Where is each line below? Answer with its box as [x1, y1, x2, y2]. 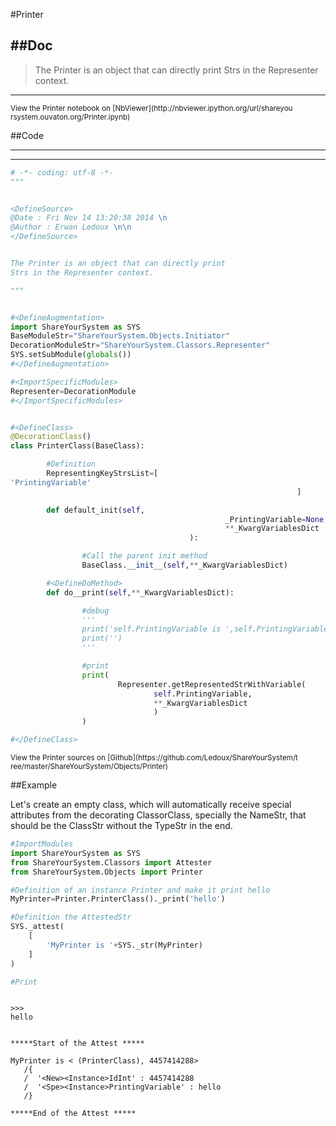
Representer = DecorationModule [10, 386, 137, 396]
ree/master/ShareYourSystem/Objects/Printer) [10, 762, 169, 772]
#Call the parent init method [81, 551, 208, 561]
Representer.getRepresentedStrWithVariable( [117, 679, 307, 689]
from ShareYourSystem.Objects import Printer [10, 867, 203, 877]
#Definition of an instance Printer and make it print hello [10, 885, 271, 895]
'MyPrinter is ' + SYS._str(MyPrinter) [46, 940, 203, 950]
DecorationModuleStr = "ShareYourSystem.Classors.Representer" [10, 340, 271, 351]
